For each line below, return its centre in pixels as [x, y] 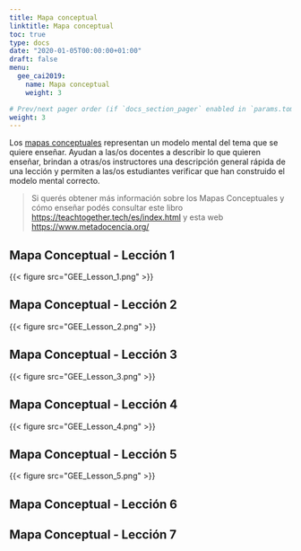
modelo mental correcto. [55, 181]
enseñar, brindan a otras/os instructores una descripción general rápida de [148, 162]
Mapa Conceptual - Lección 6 [93, 504]
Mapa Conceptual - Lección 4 [94, 405]
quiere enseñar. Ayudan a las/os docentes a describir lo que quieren [135, 153]
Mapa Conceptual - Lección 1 [92, 255]
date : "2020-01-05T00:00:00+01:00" [76, 51]
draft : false [34, 59]
